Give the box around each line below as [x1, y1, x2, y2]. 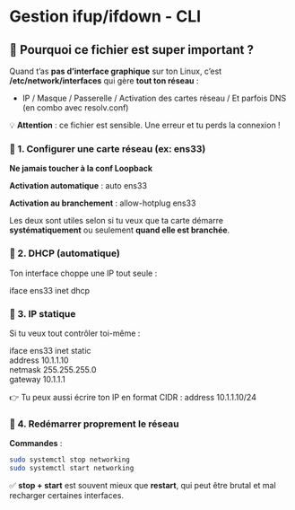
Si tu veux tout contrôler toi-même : [9, 328, 141, 339]
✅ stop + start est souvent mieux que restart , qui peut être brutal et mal [9, 479, 276, 490]
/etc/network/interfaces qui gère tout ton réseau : [9, 75, 199, 86]
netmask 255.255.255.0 [9, 364, 97, 374]
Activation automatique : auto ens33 [9, 180, 148, 191]
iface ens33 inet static [9, 345, 91, 356]
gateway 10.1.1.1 [9, 374, 65, 384]
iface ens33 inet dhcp [9, 285, 91, 295]
